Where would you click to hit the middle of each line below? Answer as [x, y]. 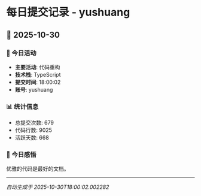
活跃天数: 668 [32, 138]
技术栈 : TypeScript [38, 74]
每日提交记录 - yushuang [68, 12]
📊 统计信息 [22, 107]
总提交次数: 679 [34, 123]
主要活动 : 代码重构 [37, 67]
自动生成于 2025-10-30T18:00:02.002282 [58, 187]
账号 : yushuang [34, 89]
